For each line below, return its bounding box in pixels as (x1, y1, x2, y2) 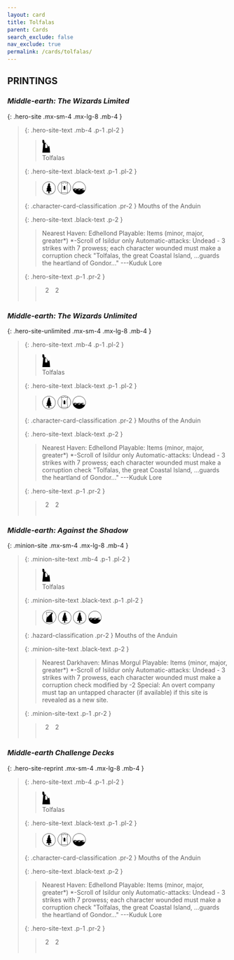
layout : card (7, 11, 46, 18)
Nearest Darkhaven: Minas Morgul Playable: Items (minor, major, (41, 658, 228, 667)
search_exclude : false (7, 34, 74, 41)
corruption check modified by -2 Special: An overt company (41, 681, 215, 689)
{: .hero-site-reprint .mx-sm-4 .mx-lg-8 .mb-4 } (7, 764, 144, 772)
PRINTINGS (7, 75, 58, 87)
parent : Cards (7, 26, 49, 33)
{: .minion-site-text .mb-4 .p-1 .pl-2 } (24, 555, 131, 564)
